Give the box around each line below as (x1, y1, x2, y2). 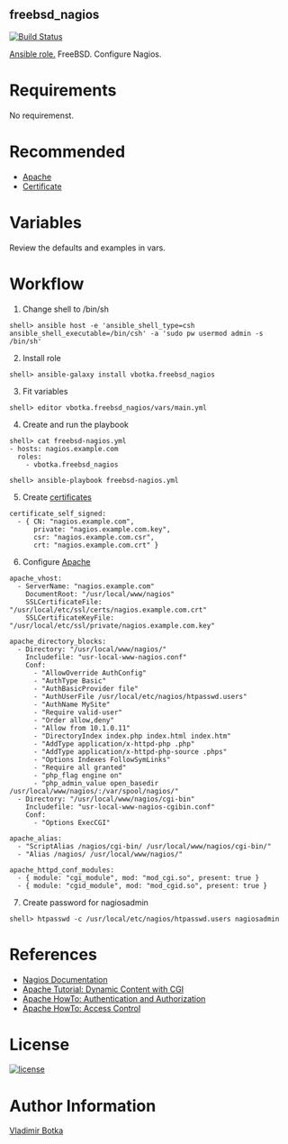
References (9, 944, 97, 965)
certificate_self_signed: (9, 509, 106, 518)
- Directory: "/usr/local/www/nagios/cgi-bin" (17, 794, 195, 804)
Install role (22, 352, 61, 363)
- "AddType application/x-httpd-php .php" (32, 739, 195, 749)
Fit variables (22, 386, 68, 396)
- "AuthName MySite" (32, 700, 111, 709)
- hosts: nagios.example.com (9, 444, 119, 453)
